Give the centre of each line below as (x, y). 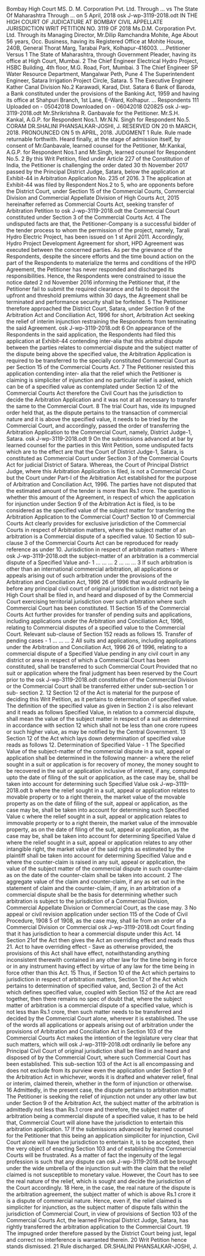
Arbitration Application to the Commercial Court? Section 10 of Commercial (101, 517)
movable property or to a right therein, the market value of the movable (96, 797)
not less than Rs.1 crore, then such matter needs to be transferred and (94, 1012)
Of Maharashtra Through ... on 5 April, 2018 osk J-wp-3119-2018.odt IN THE (102, 15)
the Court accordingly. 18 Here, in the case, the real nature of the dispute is (101, 1188)
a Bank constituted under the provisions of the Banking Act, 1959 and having (103, 93)
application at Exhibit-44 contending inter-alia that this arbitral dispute (95, 341)
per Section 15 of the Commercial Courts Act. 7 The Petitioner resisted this (100, 367)
